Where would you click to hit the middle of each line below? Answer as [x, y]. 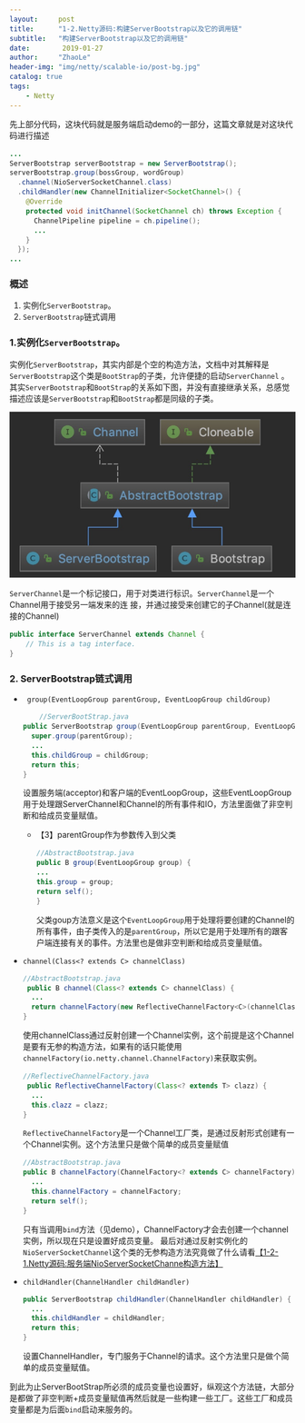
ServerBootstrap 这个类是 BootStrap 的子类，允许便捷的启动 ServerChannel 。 [149, 375]
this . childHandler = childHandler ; [98, 1319]
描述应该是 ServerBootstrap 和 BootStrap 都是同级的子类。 [114, 398]
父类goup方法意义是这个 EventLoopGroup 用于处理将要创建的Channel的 [165, 920]
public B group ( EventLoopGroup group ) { [113, 863]
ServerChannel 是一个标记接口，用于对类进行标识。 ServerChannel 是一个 [142, 593]
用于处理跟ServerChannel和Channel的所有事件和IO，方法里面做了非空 [153, 804]
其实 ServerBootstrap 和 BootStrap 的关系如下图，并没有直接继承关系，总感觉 [150, 387]
